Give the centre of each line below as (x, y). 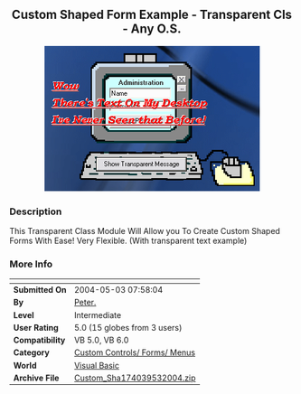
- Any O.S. (152, 29)
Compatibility (39, 340)
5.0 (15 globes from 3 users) (128, 327)
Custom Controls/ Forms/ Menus (135, 352)
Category (31, 352)
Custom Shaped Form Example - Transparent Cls (152, 15)
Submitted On (40, 290)
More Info (31, 264)
